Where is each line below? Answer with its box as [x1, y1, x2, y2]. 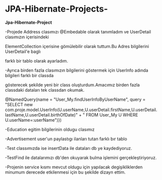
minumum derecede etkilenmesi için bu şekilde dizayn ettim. [5, 169, 126, 175]
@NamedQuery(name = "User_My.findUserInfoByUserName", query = [5, 96, 146, 102]
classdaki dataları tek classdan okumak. [5, 87, 85, 93]
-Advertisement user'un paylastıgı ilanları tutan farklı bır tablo [5, 136, 128, 142]
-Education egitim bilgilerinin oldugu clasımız [5, 126, 95, 132]
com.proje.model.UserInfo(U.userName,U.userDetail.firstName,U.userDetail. [5, 107, 158, 113]
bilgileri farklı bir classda [5, 72, 54, 78]
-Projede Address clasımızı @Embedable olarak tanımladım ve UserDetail [5, 29, 151, 34]
